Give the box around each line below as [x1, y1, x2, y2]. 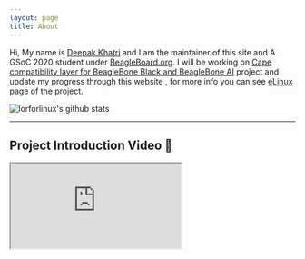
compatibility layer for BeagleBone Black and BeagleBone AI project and [9, 65, 280, 77]
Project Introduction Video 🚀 [9, 137, 173, 153]
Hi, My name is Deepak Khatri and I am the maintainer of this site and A [9, 46, 276, 57]
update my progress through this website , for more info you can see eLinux [9, 75, 293, 86]
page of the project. [9, 85, 84, 96]
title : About [9, 22, 59, 31]
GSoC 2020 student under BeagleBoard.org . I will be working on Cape [9, 56, 272, 67]
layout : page [9, 13, 59, 23]
